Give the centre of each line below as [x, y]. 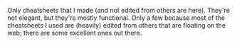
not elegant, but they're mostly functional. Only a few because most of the [116, 18]
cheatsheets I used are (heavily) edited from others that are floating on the [117, 25]
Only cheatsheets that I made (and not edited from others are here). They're [118, 10]
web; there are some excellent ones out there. [75, 33]
